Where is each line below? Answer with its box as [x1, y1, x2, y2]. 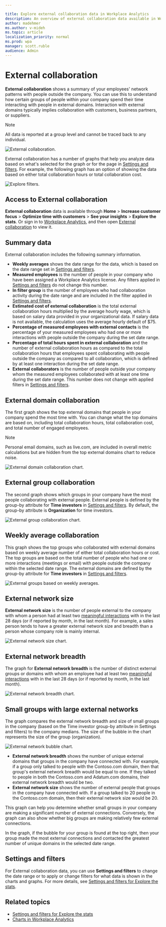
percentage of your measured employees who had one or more [12, 329, 142, 335]
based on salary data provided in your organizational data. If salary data [12, 314, 159, 320]
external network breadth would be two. [12, 779, 94, 785]
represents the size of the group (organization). [5, 734, 102, 740]
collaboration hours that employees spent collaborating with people [12, 350, 150, 356]
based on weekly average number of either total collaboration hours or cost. [5, 549, 160, 556]
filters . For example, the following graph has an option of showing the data [5, 166, 157, 172]
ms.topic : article [5, 30, 43, 35]
